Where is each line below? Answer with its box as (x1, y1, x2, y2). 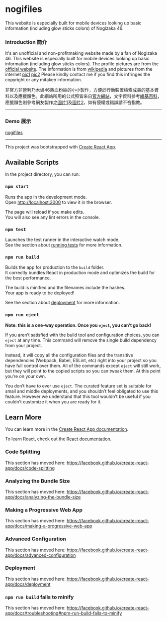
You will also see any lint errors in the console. (5, 214, 100, 220)
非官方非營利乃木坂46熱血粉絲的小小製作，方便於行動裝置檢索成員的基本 (5, 87, 155, 93)
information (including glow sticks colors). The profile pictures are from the (5, 61, 159, 67)
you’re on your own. (5, 373, 46, 379)
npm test (5, 227, 26, 232)
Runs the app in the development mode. (5, 194, 87, 200)
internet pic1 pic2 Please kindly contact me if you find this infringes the (5, 71, 151, 78)
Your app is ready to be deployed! (5, 290, 75, 296)
